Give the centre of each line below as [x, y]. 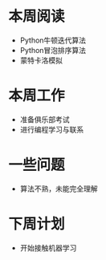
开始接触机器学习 [48, 248]
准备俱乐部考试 [45, 119]
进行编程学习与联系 [52, 129]
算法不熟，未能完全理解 [59, 189]
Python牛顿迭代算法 [53, 40]
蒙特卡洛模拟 [41, 60]
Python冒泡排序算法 [53, 50]
